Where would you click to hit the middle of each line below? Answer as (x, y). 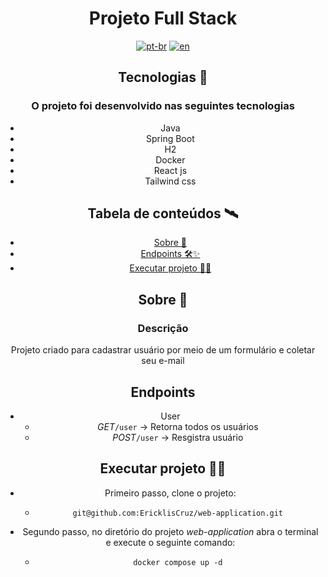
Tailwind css (170, 181)
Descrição (163, 328)
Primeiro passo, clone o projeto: (170, 493)
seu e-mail (163, 361)
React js (170, 170)
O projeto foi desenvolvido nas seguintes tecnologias (163, 106)
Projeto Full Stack (163, 18)
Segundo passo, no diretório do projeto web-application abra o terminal (170, 531)
